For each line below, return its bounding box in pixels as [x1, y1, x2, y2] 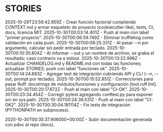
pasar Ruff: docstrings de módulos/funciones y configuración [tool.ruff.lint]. [5, 81, 157, 87]
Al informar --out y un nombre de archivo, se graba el [46, 50, 155, 56]
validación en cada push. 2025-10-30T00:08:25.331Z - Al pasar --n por [5, 39, 149, 45]
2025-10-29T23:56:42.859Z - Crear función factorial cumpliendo [5, 19, 137, 25]
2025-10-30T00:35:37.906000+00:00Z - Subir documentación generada [5, 116, 152, 122]
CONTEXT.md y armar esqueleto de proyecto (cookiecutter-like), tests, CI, [5, 24, 155, 30]
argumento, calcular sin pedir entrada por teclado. [5, 45, 106, 51]
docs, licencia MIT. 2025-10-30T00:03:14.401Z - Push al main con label [5, 29, 149, 35]
